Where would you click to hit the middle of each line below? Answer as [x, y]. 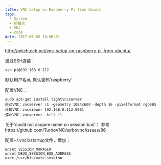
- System [18, 19]
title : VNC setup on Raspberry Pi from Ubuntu [53, 10]
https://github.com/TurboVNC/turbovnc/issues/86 [56, 130]
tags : [11, 14]
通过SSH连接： [20, 61]
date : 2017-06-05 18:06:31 [33, 37]
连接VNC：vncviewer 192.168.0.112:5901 [45, 110]
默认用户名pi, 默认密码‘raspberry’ [38, 80]
